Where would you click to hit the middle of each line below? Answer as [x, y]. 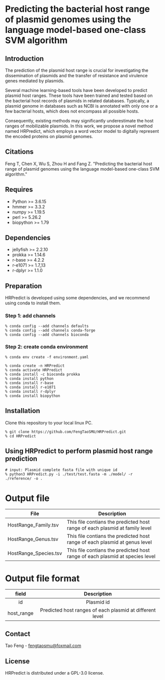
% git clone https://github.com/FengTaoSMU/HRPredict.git [66, 432]
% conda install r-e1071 [30, 387]
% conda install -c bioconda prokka [42, 374]
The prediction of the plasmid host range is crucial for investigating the [77, 70]
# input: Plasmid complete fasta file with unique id [61, 470]
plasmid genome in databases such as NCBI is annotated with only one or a [82, 106]
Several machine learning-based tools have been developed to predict [76, 90]
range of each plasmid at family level [109, 528]
